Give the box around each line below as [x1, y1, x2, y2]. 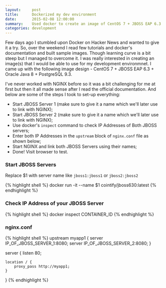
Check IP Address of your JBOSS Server [5, 200, 104, 207]
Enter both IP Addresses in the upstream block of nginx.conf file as [12, 133, 149, 139]
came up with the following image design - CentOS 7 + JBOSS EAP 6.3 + [5, 66, 154, 72]
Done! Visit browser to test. [12, 149, 69, 155]
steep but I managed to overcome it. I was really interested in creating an [5, 55, 155, 61]
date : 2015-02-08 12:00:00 [5, 16, 75, 21]
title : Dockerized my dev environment [5, 12, 97, 17]
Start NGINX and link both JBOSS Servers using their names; [12, 144, 137, 149]
